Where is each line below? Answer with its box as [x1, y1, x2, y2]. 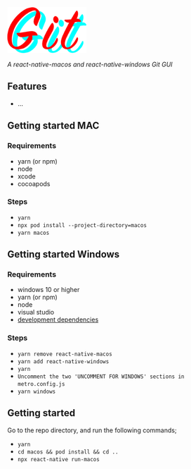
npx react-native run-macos [17, 456, 100, 463]
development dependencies [17, 315, 99, 324]
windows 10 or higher [17, 286, 80, 294]
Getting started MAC [7, 120, 100, 132]
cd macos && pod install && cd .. [17, 448, 119, 456]
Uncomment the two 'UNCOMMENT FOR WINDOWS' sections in [17, 373, 185, 380]
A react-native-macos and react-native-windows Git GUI [7, 60, 173, 68]
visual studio [17, 308, 55, 317]
